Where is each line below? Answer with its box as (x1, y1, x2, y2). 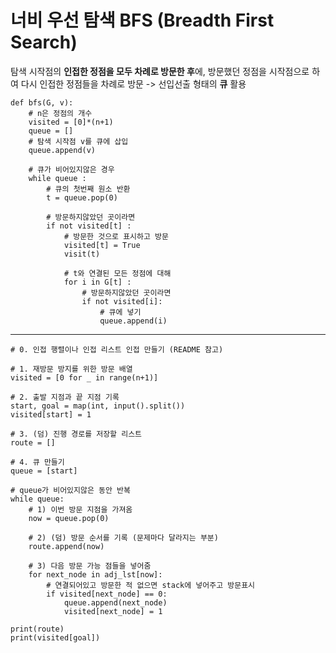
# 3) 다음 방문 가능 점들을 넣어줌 (28, 561, 152, 571)
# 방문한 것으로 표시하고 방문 (63, 231, 169, 241)
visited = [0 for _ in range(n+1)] (10, 372, 159, 383)
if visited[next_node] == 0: (46, 589, 168, 599)
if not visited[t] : (46, 221, 132, 231)
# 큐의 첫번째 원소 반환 (46, 184, 131, 194)
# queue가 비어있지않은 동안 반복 (10, 485, 131, 495)
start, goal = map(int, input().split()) (10, 401, 186, 411)
